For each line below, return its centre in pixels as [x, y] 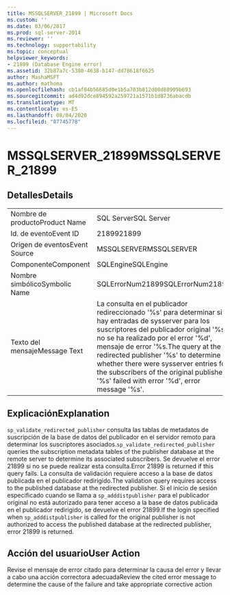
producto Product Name [49, 222]
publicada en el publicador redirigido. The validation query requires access [112, 481]
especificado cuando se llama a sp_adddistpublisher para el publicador [108, 495]
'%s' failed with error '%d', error [149, 381]
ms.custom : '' [27, 20]
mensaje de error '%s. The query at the [159, 346]
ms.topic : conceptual [38, 52]
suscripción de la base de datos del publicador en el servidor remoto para [111, 437]
